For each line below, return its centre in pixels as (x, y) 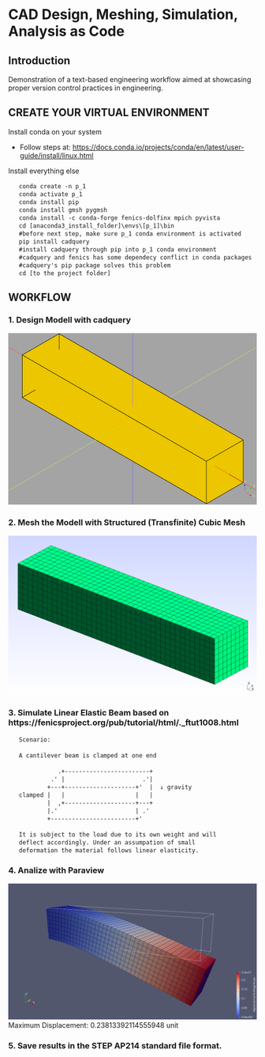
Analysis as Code (66, 31)
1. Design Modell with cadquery (70, 320)
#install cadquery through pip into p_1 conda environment (118, 249)
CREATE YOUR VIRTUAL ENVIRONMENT (109, 113)
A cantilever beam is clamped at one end (88, 756)
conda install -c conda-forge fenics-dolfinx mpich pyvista (119, 218)
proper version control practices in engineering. (86, 88)
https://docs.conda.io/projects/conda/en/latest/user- (158, 147)
